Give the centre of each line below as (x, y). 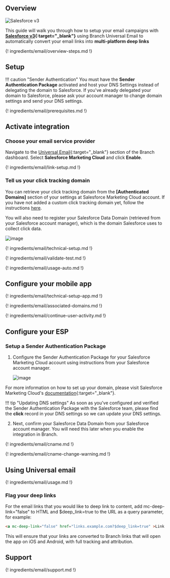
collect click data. (24, 229)
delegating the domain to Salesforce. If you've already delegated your (78, 90)
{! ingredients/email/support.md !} (41, 570)
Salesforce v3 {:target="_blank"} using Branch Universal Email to (74, 36)
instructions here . (24, 208)
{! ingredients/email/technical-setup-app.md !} (54, 296)
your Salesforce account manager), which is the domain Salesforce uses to (84, 223)
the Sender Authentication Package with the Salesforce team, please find (82, 408)
